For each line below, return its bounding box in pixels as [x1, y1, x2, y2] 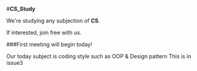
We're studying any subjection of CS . [6, 17, 100, 24]
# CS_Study [6, 6, 35, 12]
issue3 [6, 59, 23, 66]
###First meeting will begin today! [6, 41, 93, 48]
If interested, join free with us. [6, 29, 82, 36]
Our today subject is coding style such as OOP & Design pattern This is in [6, 53, 191, 60]
